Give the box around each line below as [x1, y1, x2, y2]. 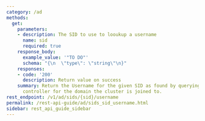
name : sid [22, 37, 48, 43]
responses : [17, 65, 45, 72]
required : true [22, 43, 62, 50]
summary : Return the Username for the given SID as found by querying [17, 83, 201, 89]
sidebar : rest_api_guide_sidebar [6, 105, 92, 112]
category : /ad [6, 9, 43, 15]
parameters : [17, 26, 48, 32]
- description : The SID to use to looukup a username [17, 32, 157, 38]
